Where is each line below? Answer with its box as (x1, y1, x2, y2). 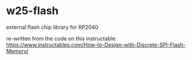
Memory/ (6, 47, 29, 54)
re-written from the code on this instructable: (6, 35, 117, 42)
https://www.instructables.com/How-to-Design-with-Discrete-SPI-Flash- (6, 41, 186, 48)
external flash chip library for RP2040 (6, 24, 98, 31)
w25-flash (6, 4, 59, 18)
